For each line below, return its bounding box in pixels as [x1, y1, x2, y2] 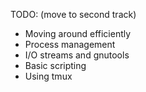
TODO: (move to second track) [10, 9, 137, 20]
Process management [24, 39, 116, 50]
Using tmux [24, 70, 73, 82]
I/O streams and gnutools [24, 49, 130, 61]
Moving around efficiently [24, 28, 132, 39]
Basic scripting [24, 60, 87, 71]
